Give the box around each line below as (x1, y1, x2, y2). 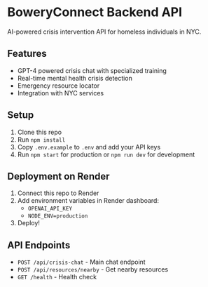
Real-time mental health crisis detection (17, 74, 133, 82)
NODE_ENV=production (27, 213, 88, 220)
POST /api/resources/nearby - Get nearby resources (17, 265, 169, 274)
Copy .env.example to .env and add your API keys (17, 142, 161, 151)
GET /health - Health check (17, 273, 97, 281)
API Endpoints (7, 239, 71, 251)
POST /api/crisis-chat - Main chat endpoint (17, 258, 146, 267)
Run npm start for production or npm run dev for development (17, 150, 195, 159)
